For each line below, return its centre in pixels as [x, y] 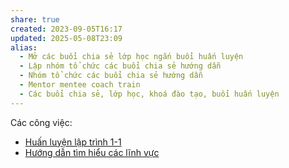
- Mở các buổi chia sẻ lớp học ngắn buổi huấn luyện [131, 57]
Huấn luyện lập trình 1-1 [73, 142]
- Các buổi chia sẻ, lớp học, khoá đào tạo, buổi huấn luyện [149, 94]
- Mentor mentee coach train [80, 85]
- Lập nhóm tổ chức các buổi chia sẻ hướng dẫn [120, 66]
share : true [35, 19]
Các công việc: [41, 122]
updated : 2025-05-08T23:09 [66, 38]
